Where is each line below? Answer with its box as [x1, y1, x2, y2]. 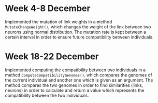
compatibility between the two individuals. [5, 92, 89, 98]
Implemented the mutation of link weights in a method [5, 19, 112, 25]
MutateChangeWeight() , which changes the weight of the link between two [5, 24, 151, 29]
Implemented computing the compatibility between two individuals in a [5, 67, 146, 73]
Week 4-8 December [5, 3, 91, 14]
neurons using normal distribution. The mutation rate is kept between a [5, 29, 146, 35]
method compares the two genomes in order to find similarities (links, [5, 82, 144, 88]
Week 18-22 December [5, 51, 99, 62]
